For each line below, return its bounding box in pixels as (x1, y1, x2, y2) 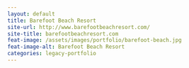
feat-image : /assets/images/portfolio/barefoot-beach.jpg (7, 37, 182, 44)
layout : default (7, 10, 55, 18)
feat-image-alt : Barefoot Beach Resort (7, 43, 125, 50)
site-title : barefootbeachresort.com (7, 30, 119, 38)
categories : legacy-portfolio (7, 50, 97, 57)
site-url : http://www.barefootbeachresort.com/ (7, 23, 151, 30)
